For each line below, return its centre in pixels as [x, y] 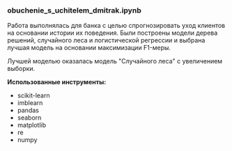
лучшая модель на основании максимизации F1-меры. [89, 48]
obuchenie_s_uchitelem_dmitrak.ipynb [74, 10]
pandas [28, 111]
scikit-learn [33, 95]
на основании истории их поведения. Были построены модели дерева [113, 33]
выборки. [21, 69]
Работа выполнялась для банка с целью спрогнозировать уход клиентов [116, 26]
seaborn [29, 118]
